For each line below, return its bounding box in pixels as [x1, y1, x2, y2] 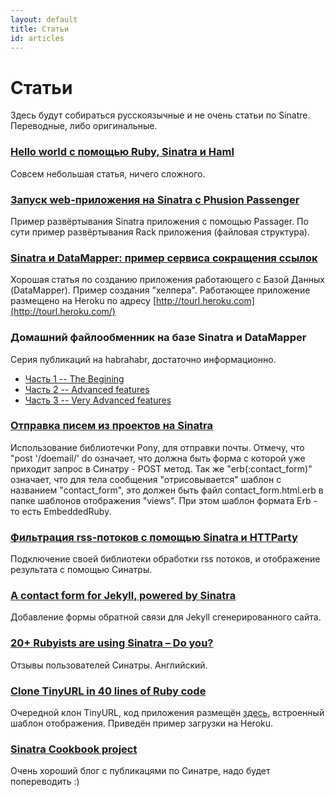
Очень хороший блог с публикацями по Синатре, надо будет [10, 765, 271, 777]
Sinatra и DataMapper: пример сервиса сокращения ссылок [10, 251, 318, 265]
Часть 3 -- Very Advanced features [24, 394, 172, 406]
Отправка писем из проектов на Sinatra [10, 419, 213, 433]
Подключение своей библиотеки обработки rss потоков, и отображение [10, 553, 321, 565]
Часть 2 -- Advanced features [24, 383, 150, 395]
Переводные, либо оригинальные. [10, 120, 158, 132]
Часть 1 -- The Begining [24, 372, 125, 385]
